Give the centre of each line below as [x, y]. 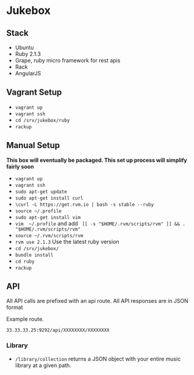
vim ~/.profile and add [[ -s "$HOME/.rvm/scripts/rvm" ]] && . [100, 223]
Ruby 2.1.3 [28, 54]
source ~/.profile [38, 211]
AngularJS [28, 73]
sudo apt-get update [41, 192]
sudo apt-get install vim [48, 217]
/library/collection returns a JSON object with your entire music [98, 359]
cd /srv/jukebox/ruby [42, 120]
